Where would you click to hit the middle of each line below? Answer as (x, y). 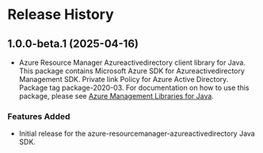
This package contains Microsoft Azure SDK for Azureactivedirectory (131, 71)
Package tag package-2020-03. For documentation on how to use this (134, 88)
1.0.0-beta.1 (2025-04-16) (73, 44)
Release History (61, 15)
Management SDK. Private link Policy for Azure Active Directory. (124, 79)
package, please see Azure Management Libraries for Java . (116, 96)
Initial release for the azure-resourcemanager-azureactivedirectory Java (137, 134)
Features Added (39, 116)
